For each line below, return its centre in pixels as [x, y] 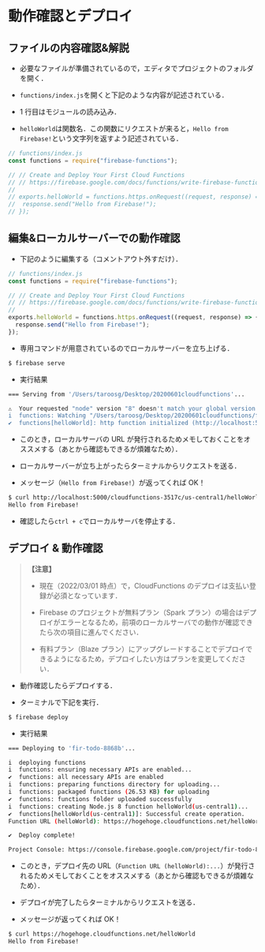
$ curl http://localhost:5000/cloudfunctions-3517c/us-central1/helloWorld [135, 498]
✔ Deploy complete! [42, 835]
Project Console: [37, 850]
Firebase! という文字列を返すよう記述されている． [101, 138]
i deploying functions [47, 762]
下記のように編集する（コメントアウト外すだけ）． [101, 258]
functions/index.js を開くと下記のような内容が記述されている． [124, 95]
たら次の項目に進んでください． [91, 632]
